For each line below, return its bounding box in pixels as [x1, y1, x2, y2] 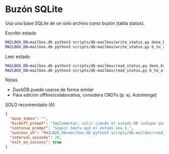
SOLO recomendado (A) [5, 102, 55, 108]
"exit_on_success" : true [10, 139, 62, 144]
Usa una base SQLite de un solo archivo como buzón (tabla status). [5, 20, 145, 26]
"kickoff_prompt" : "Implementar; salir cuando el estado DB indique [10, 121, 156, 126]
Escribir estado [5, 30, 37, 36]
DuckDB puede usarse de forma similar [12, 87, 94, 93]
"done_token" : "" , [10, 116, 49, 121]
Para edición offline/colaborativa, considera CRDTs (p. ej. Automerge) [12, 92, 157, 98]
